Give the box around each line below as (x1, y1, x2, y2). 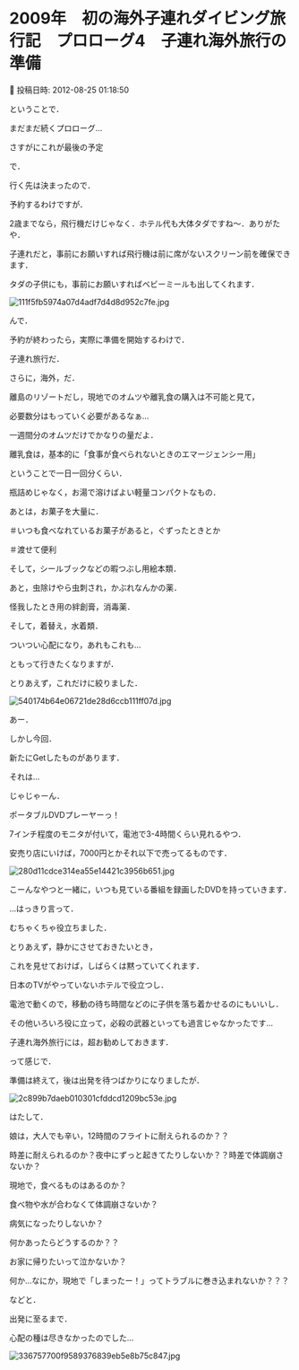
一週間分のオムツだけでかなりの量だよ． (9, 429, 158, 440)
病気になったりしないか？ (9, 1217, 104, 1228)
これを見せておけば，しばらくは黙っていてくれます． (9, 960, 204, 970)
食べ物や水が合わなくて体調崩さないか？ (9, 1199, 158, 1209)
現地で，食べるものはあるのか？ (9, 1180, 127, 1190)
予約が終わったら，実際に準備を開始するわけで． (9, 334, 190, 345)
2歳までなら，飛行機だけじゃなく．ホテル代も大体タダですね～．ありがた (9, 217, 281, 229)
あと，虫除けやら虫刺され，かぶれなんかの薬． (9, 582, 182, 593)
